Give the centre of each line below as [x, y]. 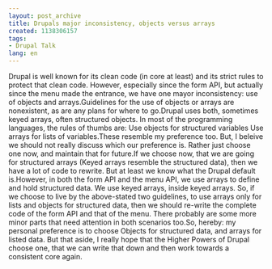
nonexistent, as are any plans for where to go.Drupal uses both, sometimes [134, 111]
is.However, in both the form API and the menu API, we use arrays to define [134, 179]
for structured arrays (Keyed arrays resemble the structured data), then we [133, 162]
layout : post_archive [45, 16]
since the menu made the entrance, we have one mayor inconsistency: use [133, 93]
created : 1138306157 [43, 31]
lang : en [23, 53]
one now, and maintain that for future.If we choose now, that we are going [132, 153]
